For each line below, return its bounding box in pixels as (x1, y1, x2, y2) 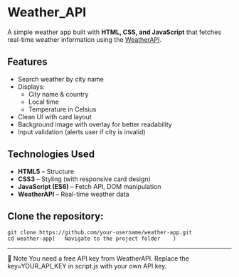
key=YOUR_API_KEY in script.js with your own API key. (7, 262, 167, 271)
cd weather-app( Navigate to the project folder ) (7, 235, 176, 242)
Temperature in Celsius (28, 104, 97, 114)
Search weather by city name (17, 75, 105, 83)
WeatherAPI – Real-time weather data (17, 190, 129, 198)
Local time (28, 97, 59, 106)
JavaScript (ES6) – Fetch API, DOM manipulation (17, 182, 161, 190)
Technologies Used (7, 148, 95, 161)
